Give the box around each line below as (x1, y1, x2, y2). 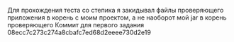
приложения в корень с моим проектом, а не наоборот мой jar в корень (7, 13, 227, 22)
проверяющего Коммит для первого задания (7, 21, 145, 29)
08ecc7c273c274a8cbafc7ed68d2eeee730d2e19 (7, 28, 151, 36)
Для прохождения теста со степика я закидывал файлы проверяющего (7, 6, 224, 14)
